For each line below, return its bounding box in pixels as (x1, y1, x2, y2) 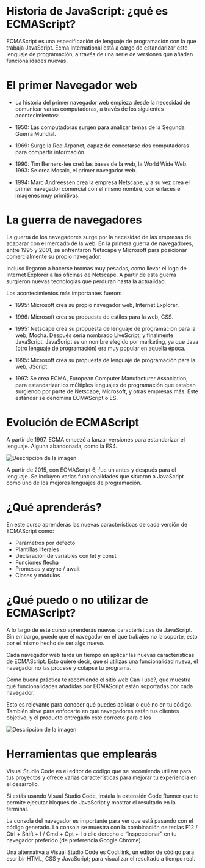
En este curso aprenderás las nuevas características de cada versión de (6, 521, 188, 528)
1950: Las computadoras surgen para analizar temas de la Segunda (15, 124, 185, 131)
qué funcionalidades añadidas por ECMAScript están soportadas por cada (6, 682, 193, 689)
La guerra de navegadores (6, 213, 142, 227)
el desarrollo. (6, 780, 40, 787)
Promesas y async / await (15, 565, 81, 573)
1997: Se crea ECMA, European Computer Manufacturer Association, (15, 374, 188, 382)
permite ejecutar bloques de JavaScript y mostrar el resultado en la (6, 798, 176, 806)
